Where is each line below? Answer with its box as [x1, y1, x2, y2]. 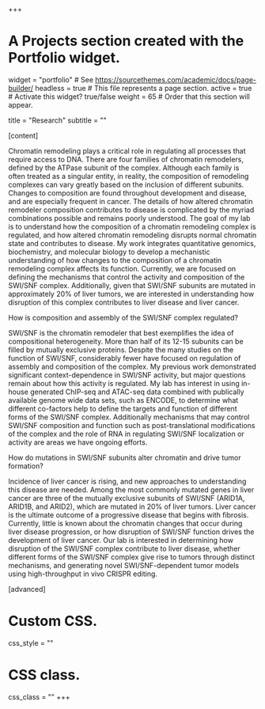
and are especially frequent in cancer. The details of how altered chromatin [8, 196, 253, 206]
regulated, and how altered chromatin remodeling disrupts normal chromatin [8, 230, 257, 240]
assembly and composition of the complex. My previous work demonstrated [8, 362, 257, 371]
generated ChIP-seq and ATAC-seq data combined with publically [30, 387, 244, 396]
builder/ [8, 83, 34, 93]
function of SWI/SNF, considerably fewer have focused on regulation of [8, 353, 241, 362]
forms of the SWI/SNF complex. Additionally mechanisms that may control [8, 412, 250, 422]
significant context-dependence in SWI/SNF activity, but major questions [8, 370, 246, 380]
